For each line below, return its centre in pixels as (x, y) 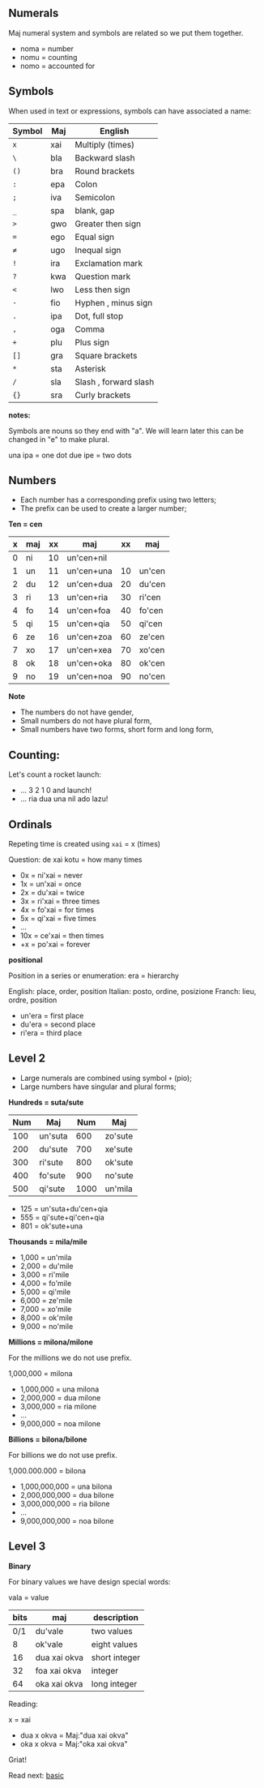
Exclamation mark (109, 263)
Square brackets (106, 355)
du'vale (49, 1631)
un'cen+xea (89, 650)
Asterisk (91, 368)
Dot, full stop (99, 315)
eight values (114, 1644)
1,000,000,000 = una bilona (66, 1486)
